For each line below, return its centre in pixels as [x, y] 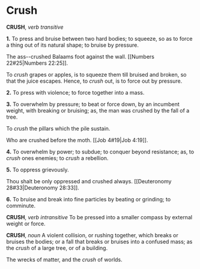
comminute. [21, 205]
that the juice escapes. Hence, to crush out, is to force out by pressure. [94, 81]
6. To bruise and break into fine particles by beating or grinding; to [89, 199]
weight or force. [26, 223]
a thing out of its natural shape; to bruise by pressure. [73, 45]
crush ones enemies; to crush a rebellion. [57, 158]
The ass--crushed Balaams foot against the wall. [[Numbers [80, 56]
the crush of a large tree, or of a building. [57, 248]
